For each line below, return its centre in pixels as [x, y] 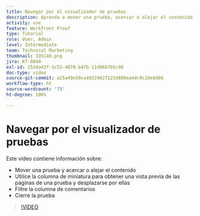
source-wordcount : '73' [36, 89]
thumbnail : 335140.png [34, 56]
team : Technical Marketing [40, 51]
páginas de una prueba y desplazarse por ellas [72, 183]
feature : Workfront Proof [38, 28]
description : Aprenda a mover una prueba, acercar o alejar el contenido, [101, 17]
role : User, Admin [29, 39]
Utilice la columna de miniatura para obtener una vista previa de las [97, 176]
